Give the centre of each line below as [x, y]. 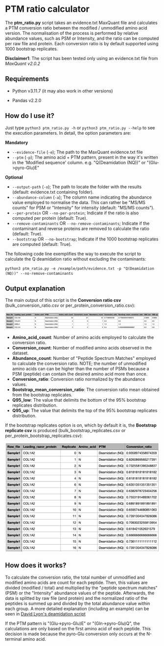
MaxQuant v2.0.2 [23, 63]
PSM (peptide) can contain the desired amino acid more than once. [80, 374]
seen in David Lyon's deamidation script [45, 614]
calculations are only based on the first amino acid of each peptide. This [78, 628]
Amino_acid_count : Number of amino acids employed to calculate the [83, 337]
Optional [14, 177]
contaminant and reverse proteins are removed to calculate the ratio [81, 228]
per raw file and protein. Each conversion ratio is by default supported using [82, 43]
